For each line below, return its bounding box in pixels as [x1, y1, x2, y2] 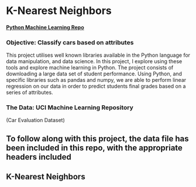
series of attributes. [6, 89, 54, 96]
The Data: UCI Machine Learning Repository [6, 103, 133, 112]
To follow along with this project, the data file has [6, 133, 189, 144]
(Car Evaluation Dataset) [6, 117, 66, 124]
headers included [6, 152, 71, 162]
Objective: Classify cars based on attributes [6, 38, 134, 46]
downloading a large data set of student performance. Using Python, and [6, 70, 183, 77]
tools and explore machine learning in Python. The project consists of [6, 64, 174, 71]
